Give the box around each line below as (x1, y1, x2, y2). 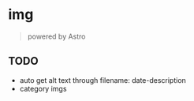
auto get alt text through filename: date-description (19, 75, 187, 84)
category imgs (19, 84, 67, 93)
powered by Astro (27, 32, 86, 41)
